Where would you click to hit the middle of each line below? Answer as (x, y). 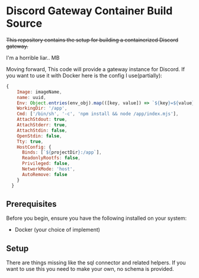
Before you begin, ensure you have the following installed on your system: (97, 218)
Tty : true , (30, 141)
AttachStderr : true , (42, 125)
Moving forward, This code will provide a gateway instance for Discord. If (96, 69)
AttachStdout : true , (42, 120)
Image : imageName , (39, 92)
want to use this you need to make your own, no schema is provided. (90, 269)
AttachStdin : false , (42, 130)
